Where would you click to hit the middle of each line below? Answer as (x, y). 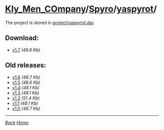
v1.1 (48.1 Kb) (25, 103)
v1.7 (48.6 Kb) (26, 50)
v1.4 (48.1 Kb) (26, 87)
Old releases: (26, 65)
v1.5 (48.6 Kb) (26, 82)
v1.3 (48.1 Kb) (26, 93)
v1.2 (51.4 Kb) (26, 98)
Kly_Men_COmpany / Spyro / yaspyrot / (81, 9)
